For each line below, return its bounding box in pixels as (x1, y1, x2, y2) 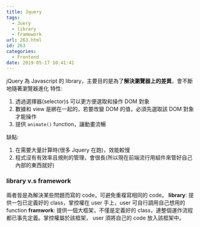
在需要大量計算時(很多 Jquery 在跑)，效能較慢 (15, 146, 130, 154)
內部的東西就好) (15, 161, 55, 169)
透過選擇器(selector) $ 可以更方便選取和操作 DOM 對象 (15, 98, 150, 105)
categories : (6, 49, 36, 55)
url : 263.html (6, 37, 42, 43)
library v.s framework (6, 177, 72, 185)
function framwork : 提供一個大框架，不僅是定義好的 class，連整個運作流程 (6, 206, 193, 214)
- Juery (12, 20, 32, 26)
